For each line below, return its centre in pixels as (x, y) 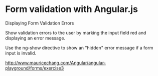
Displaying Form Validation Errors (40, 23)
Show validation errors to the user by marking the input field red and (76, 32)
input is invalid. (21, 53)
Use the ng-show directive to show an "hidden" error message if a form (79, 47)
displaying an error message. (35, 38)
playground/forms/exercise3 (35, 68)
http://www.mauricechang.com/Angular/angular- (56, 62)
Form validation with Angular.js (71, 9)
